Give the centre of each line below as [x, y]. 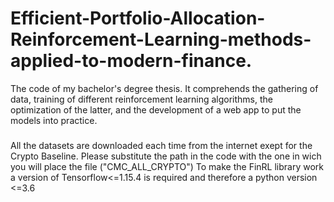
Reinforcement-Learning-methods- [161, 39]
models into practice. [54, 120]
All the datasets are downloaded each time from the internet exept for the [161, 146]
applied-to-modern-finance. [131, 61]
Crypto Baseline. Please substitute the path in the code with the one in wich [166, 156]
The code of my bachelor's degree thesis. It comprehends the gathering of [164, 88]
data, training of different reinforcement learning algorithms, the [141, 99]
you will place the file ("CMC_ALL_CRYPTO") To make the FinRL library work [167, 167]
